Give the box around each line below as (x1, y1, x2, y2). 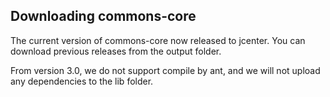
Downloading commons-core (10, 8, 197, 25)
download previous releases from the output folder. (10, 45, 222, 57)
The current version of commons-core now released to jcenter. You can (10, 34, 306, 46)
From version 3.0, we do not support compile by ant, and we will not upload (10, 64, 321, 76)
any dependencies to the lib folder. (10, 75, 154, 87)
